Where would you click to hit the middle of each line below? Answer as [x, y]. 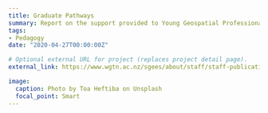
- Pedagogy [26, 38]
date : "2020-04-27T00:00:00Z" [59, 45]
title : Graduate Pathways [51, 16]
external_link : [33, 67]
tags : [17, 30]
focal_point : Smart [48, 96]
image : [19, 81]
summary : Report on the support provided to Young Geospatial [114, 23]
